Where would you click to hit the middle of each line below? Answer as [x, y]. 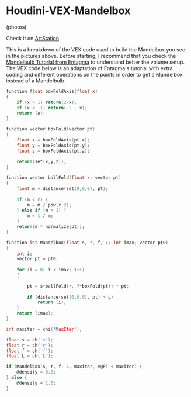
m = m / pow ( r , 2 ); [49, 205]
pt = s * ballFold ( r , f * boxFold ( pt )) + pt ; [78, 286]
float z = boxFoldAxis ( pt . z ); [53, 151]
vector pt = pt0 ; [38, 259]
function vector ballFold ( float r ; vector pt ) [64, 178]
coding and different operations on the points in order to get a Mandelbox [94, 74]
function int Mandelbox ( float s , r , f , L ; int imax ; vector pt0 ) [87, 243]
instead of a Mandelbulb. [36, 81]
